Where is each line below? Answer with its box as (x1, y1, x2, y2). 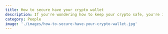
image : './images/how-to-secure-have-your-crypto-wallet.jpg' (5, 21, 137, 26)
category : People (5, 16, 41, 21)
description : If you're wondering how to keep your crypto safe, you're (5, 12, 160, 17)
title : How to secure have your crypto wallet (5, 7, 104, 12)
